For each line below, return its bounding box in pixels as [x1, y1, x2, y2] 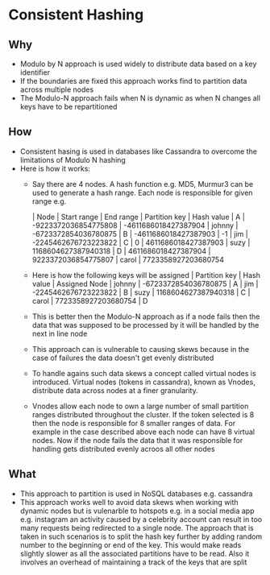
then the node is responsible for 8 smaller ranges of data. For [31, 418, 236, 428]
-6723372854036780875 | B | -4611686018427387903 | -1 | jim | [31, 229, 248, 238]
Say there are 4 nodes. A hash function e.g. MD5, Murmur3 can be [31, 179, 254, 188]
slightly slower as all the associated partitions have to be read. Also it [19, 548, 250, 558]
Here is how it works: [19, 163, 91, 173]
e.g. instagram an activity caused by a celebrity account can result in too [19, 514, 263, 524]
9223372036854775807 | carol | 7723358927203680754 [31, 254, 224, 264]
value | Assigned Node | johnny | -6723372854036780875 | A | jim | [31, 279, 259, 288]
